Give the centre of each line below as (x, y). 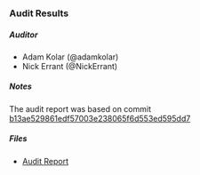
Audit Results (39, 13)
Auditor (24, 35)
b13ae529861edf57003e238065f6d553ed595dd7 (100, 118)
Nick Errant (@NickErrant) (70, 66)
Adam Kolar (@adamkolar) (70, 57)
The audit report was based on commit (80, 108)
